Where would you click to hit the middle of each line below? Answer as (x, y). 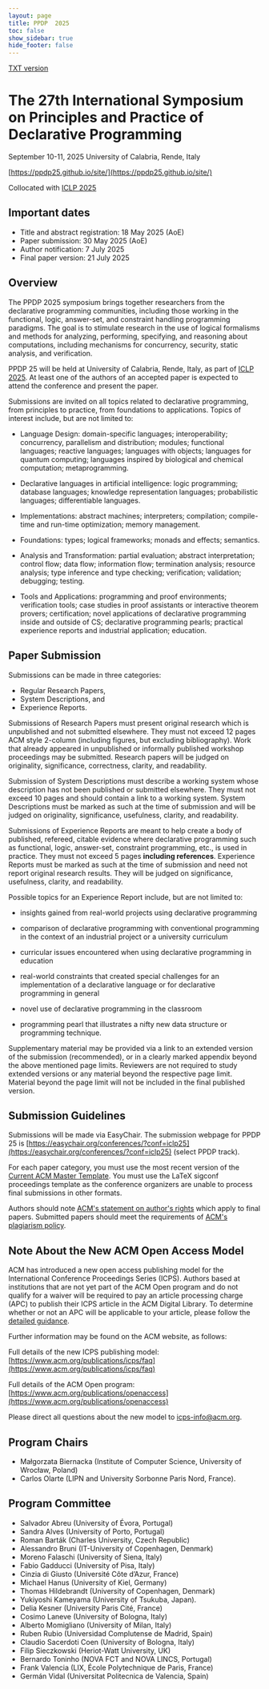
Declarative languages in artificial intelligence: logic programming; (129, 483)
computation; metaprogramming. (74, 467)
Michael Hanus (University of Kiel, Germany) (93, 1583)
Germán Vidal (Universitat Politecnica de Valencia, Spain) (114, 1676)
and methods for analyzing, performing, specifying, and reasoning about (128, 336)
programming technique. (60, 1033)
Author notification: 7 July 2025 (72, 249)
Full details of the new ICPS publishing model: (84, 1352)
